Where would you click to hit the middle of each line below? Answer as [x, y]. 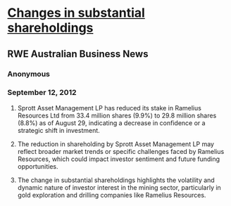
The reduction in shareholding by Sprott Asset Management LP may [116, 144]
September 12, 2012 [42, 93]
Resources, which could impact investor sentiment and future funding [119, 159]
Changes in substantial [76, 13]
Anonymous [29, 74]
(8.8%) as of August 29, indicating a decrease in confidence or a [111, 123]
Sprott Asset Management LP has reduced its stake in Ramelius [110, 108]
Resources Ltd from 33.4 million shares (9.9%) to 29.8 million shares [117, 115]
